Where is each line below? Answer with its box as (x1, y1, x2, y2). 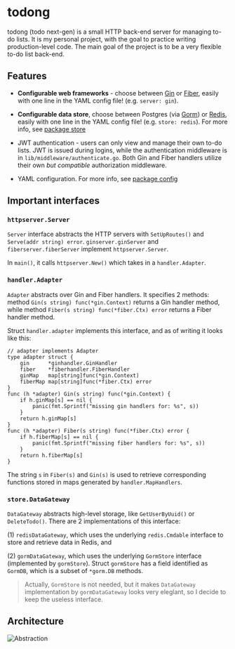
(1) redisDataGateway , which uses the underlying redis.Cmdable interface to (7, 531, 224, 539)
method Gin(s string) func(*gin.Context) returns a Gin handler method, (7, 298, 220, 306)
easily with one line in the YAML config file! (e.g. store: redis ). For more (17, 117, 228, 126)
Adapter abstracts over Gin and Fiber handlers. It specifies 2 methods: (7, 290, 210, 299)
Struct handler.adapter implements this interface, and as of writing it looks (7, 326, 223, 334)
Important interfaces (7, 195, 100, 207)
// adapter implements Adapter (7, 347, 99, 355)
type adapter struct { (7, 353, 74, 360)
